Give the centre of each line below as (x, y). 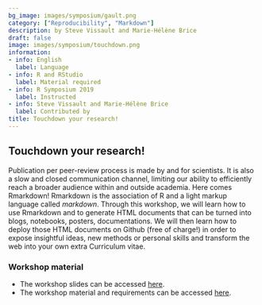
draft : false (30, 38)
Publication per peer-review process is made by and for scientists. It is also (131, 170)
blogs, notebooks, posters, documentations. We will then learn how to (122, 221)
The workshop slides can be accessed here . (92, 284)
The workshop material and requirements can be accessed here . (125, 292)
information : (30, 52)
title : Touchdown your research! (64, 119)
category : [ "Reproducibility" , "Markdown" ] (81, 23)
